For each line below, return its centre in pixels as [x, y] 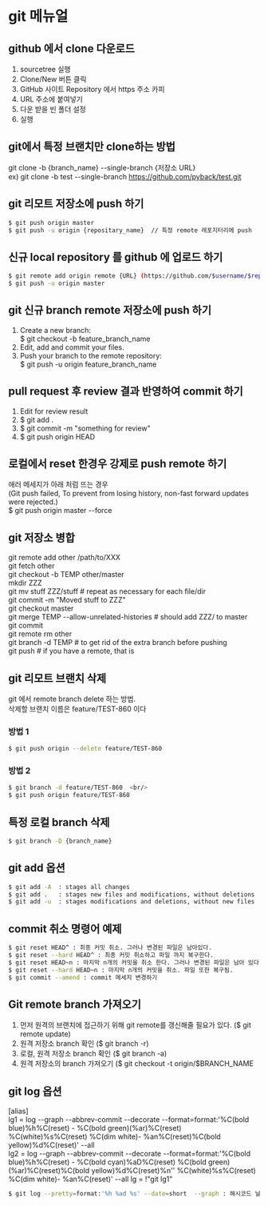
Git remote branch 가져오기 [75, 1004]
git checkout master [41, 608]
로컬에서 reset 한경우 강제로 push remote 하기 [118, 464]
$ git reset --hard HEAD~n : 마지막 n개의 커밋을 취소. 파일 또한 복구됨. [121, 970]
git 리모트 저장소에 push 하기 [76, 204]
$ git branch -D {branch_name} [60, 841]
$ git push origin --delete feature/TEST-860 [85, 749]
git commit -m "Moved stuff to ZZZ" [67, 600]
